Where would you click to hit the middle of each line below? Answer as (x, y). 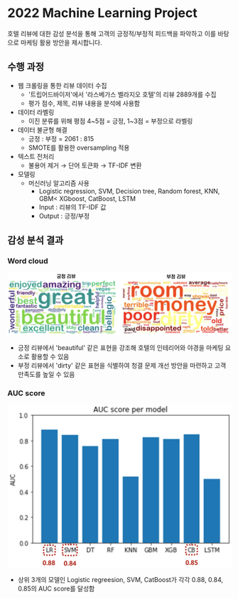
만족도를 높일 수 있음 (46, 375)
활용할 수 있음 (50, 357)
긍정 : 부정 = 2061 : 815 (61, 138)
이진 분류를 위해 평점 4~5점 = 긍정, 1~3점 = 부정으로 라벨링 (110, 121)
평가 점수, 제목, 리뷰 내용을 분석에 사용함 (84, 103)
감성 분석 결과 (36, 240)
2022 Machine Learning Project (102, 13)
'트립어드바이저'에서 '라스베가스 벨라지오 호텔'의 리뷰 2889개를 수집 (122, 94)
